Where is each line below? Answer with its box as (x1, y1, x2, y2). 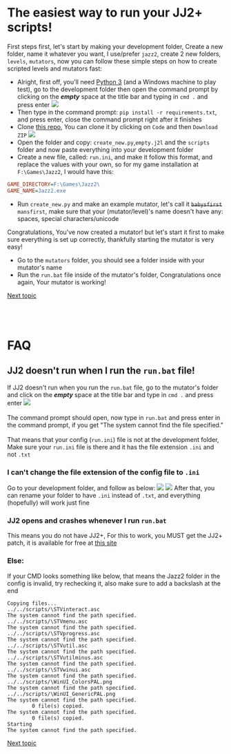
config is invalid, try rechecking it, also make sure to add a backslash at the (7, 579, 221, 588)
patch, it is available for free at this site (7, 539, 117, 547)
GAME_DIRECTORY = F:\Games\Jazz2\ (7, 181, 100, 188)
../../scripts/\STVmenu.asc (7, 618, 88, 625)
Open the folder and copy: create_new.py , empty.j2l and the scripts (17, 138, 210, 146)
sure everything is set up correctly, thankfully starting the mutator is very (7, 235, 214, 243)
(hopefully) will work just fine (7, 499, 90, 507)
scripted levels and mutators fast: (7, 64, 102, 72)
